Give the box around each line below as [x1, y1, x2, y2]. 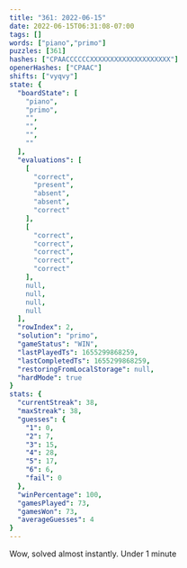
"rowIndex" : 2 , [17, 323, 75, 332]
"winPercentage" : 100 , [17, 490, 102, 500]
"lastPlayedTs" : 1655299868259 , [17, 347, 139, 356]
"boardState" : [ [17, 88, 78, 97]
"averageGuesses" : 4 [17, 515, 94, 525]
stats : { [9, 390, 42, 399]
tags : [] [9, 30, 42, 39]
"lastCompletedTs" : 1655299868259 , [17, 356, 151, 365]
